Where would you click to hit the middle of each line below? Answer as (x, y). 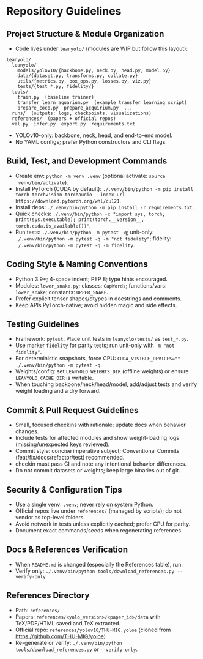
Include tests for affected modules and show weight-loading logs (97, 438)
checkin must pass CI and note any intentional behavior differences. (101, 464)
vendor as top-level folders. (50, 518)
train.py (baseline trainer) (56, 97)
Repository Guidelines (64, 11)
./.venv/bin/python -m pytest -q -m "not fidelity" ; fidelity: (93, 238)
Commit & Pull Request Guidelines (72, 410)
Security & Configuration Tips (64, 490)
